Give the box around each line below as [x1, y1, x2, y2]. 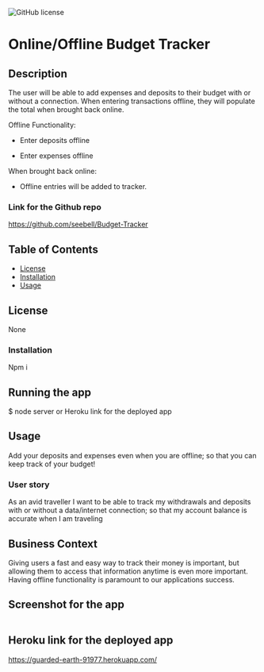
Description [8, 67, 67, 80]
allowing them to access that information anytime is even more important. [8, 566, 248, 576]
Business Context [8, 537, 98, 550]
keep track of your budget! [8, 459, 96, 469]
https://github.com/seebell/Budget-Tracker [8, 219, 148, 230]
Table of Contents [8, 242, 99, 256]
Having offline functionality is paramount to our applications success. [8, 574, 235, 584]
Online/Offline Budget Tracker [8, 36, 211, 53]
